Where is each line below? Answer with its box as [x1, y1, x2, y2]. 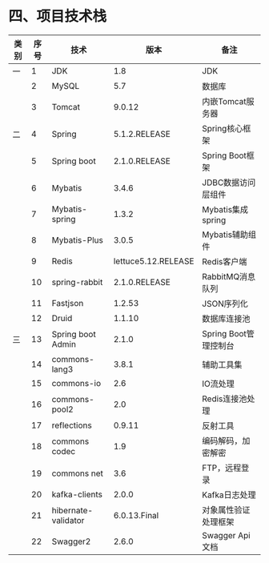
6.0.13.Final [113, 509, 159, 521]
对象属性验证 [202, 504, 251, 515]
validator [51, 514, 85, 525]
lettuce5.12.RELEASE [113, 255, 195, 267]
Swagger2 [51, 536, 91, 547]
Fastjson [51, 297, 84, 308]
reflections [51, 420, 92, 431]
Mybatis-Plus [51, 234, 104, 245]
